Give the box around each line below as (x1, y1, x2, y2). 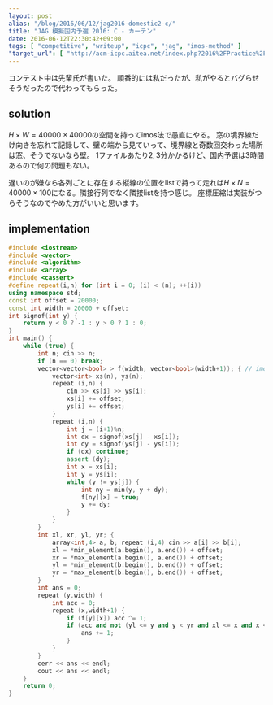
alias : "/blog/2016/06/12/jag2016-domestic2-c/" (8, 20, 176, 28)
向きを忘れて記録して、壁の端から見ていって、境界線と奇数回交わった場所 (15, 140, 264, 150)
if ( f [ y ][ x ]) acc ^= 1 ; (66, 614, 148, 622)
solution (8, 107, 51, 121)
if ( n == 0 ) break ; (37, 357, 104, 365)
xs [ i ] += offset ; (66, 395, 126, 403)
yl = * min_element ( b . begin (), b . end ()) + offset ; (51, 561, 223, 569)
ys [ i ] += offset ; (66, 403, 126, 411)
